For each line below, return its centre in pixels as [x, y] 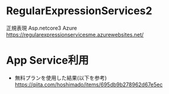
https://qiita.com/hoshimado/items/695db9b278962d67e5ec [89, 85]
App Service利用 [48, 61]
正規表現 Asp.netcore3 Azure [42, 28]
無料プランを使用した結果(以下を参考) [61, 77]
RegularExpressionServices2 [79, 11]
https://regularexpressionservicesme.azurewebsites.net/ [75, 34]
